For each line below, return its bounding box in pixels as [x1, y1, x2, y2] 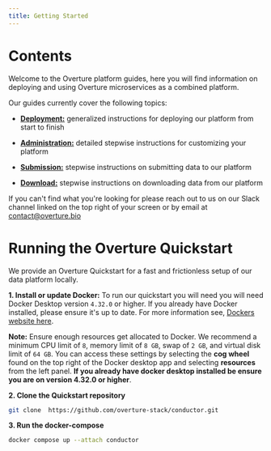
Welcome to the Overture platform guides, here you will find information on [8, 74, 258, 83]
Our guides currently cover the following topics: [8, 98, 167, 108]
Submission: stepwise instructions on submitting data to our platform [19, 162, 252, 172]
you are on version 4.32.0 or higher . [8, 374, 132, 385]
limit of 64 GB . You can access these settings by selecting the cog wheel [8, 349, 250, 359]
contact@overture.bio [8, 211, 82, 220]
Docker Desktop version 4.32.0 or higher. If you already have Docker [8, 299, 238, 308]
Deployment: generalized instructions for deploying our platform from [19, 113, 254, 123]
